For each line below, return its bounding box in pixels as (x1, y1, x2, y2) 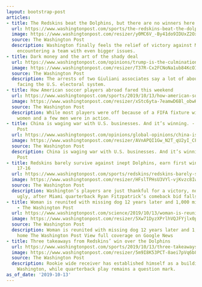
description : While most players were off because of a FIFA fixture (11, 110, 189, 116)
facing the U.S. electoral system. (17, 82, 106, 88)
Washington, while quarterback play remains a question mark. (17, 266, 176, 273)
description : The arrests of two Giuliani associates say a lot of (11, 76, 185, 82)
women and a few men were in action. (17, 115, 112, 121)
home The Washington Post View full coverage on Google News (17, 232, 173, 238)
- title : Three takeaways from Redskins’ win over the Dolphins (6, 238, 171, 244)
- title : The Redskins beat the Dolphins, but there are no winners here (6, 20, 195, 26)
